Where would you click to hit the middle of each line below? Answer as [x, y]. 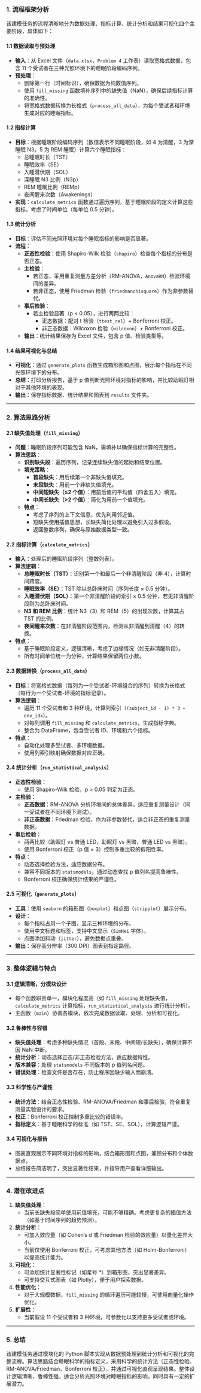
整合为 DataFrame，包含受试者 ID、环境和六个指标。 [89, 730]
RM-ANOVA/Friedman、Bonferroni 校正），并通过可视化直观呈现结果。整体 [98, 1369]
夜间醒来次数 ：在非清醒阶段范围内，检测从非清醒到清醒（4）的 [101, 626]
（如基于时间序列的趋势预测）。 [62, 1220]
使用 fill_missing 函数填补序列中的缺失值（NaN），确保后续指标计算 [108, 90]
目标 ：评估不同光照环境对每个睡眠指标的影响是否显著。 [83, 238]
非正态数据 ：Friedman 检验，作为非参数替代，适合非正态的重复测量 [107, 819]
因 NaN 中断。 [32, 1050]
